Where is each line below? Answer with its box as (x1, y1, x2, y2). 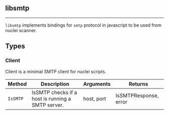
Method (8, 80, 27, 87)
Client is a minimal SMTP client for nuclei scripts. (5, 68, 107, 74)
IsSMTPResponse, (115, 92, 159, 99)
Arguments (83, 80, 111, 87)
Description (40, 80, 69, 87)
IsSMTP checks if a (32, 89, 77, 96)
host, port (83, 95, 107, 102)
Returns (128, 80, 148, 87)
